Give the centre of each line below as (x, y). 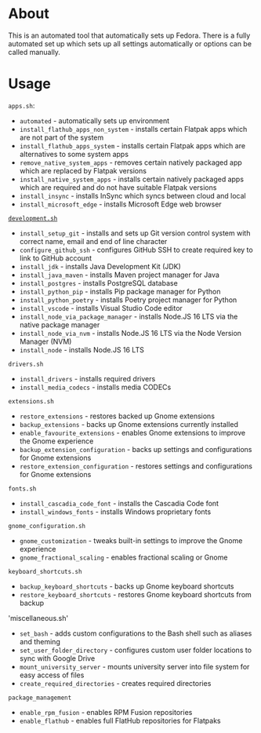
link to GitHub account (56, 258)
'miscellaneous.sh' (38, 618)
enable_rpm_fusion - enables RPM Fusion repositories (106, 712)
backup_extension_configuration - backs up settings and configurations (136, 449)
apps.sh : (22, 105)
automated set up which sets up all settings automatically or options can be (130, 43)
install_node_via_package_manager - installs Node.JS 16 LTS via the (129, 316)
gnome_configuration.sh (47, 526)
